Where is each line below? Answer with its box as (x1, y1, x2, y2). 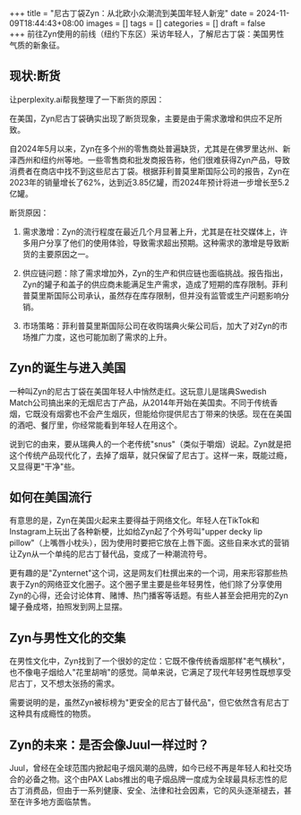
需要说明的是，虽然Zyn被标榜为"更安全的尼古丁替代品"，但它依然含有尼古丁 (9, 698, 289, 708)
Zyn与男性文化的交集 (9, 630, 126, 646)
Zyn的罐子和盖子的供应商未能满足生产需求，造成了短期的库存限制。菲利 (21, 279, 288, 290)
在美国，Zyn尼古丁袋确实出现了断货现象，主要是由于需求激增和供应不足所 (9, 113, 282, 124)
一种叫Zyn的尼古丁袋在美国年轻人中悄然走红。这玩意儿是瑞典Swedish (9, 386, 267, 396)
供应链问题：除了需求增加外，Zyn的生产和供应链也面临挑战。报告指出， (21, 267, 288, 278)
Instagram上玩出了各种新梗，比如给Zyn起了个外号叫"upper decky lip (9, 526, 262, 537)
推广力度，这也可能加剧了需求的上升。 (30, 331, 172, 342)
